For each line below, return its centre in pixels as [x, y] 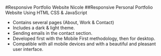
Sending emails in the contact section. [52, 33]
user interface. [28, 49]
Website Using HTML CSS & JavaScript [46, 13]
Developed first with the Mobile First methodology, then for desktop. [84, 38]
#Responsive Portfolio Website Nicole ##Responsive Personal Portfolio [79, 7]
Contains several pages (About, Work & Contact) [63, 22]
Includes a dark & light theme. [44, 28]
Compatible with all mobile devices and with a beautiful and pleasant [84, 44]
